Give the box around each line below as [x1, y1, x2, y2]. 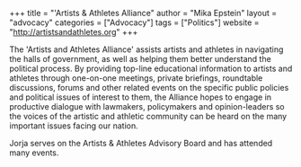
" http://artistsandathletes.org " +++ [9, 27, 138, 37]
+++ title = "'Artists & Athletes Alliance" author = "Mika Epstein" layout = [9, 8, 277, 18]
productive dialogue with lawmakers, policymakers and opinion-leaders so [9, 101, 285, 111]
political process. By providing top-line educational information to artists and [9, 63, 293, 74]
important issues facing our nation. [9, 120, 139, 131]
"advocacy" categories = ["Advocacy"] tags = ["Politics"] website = [9, 17, 260, 28]
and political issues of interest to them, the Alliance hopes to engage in [9, 92, 272, 102]
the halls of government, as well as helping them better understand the [9, 54, 271, 64]
